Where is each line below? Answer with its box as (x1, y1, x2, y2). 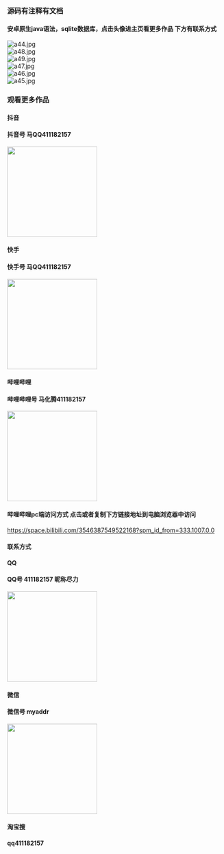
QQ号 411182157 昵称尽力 (7, 576, 79, 584)
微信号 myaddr (7, 708, 49, 716)
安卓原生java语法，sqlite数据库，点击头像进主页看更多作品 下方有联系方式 (7, 24, 217, 32)
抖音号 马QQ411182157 (7, 131, 71, 139)
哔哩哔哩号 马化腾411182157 (7, 395, 86, 403)
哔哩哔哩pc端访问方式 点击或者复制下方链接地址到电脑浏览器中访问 (7, 510, 197, 518)
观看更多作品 (7, 95, 50, 105)
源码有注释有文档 (7, 6, 64, 15)
